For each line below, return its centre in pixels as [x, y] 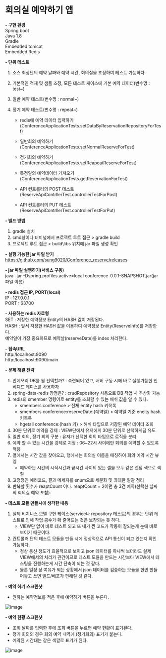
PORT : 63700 [20, 303]
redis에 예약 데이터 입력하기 [47, 120]
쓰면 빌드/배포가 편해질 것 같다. [63, 576]
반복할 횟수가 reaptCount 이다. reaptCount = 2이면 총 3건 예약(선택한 [80, 486]
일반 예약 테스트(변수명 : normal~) [46, 99]
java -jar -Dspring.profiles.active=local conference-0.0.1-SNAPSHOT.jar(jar [82, 275]
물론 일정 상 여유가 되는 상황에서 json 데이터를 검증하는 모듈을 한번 [84, 569]
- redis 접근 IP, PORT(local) [33, 292]
